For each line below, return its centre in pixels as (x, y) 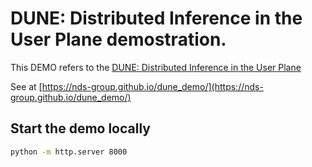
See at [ (26, 86)
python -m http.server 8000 (69, 152)
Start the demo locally (80, 128)
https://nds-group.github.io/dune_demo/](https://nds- (152, 86)
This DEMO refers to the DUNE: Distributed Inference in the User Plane (156, 67)
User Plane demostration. (118, 39)
